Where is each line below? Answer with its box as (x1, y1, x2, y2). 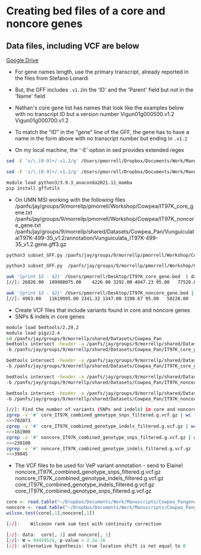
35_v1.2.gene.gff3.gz (14, 241, 67, 248)
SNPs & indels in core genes (14, 313, 85, 320)
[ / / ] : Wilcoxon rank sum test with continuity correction (6, 521, 162, 527)
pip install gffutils (6, 185, 60, 191)
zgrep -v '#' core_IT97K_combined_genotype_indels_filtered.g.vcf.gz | (6, 423, 188, 429)
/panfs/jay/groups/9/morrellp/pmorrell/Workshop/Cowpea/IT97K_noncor (14, 215, 194, 222)
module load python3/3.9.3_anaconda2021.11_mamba (6, 180, 133, 186)
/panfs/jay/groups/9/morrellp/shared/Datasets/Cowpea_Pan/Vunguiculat (14, 228, 194, 235)
